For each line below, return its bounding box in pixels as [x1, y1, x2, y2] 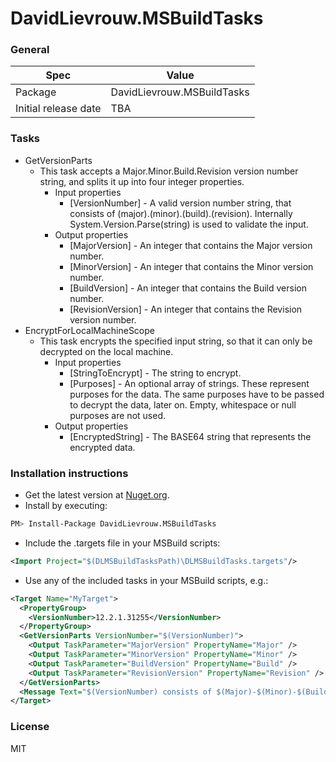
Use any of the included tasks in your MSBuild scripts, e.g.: [24, 574, 269, 586]
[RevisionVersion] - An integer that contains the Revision [69, 303, 303, 315]
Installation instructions [10, 466, 129, 480]
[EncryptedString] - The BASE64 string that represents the [69, 430, 312, 442]
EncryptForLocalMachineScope [24, 324, 156, 336]
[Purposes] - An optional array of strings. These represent [69, 377, 310, 389]
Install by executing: [24, 500, 108, 512]
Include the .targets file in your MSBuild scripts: [24, 537, 221, 549]
